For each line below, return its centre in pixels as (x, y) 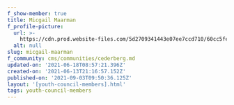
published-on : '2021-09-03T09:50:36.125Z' (70, 78)
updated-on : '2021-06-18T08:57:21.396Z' (67, 65)
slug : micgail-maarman (40, 52)
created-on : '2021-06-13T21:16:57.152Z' (67, 71)
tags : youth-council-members (49, 90)
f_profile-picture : (36, 26)
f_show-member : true (37, 13)
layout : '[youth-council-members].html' (67, 84)
